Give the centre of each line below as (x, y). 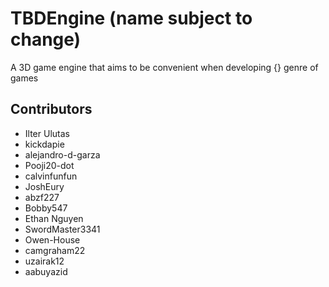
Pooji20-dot (49, 165)
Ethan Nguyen (54, 218)
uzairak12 (44, 261)
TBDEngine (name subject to (131, 18)
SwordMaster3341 (62, 229)
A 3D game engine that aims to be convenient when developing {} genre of (164, 67)
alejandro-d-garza (62, 154)
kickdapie (44, 144)
